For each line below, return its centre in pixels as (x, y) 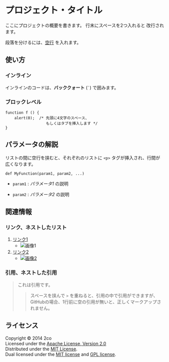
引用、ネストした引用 (31, 273)
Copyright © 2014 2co (29, 338)
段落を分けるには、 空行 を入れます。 (43, 42)
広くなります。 (21, 164)
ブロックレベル (23, 102)
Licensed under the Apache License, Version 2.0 (56, 343)
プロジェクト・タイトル (54, 10)
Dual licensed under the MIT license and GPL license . (61, 354)
